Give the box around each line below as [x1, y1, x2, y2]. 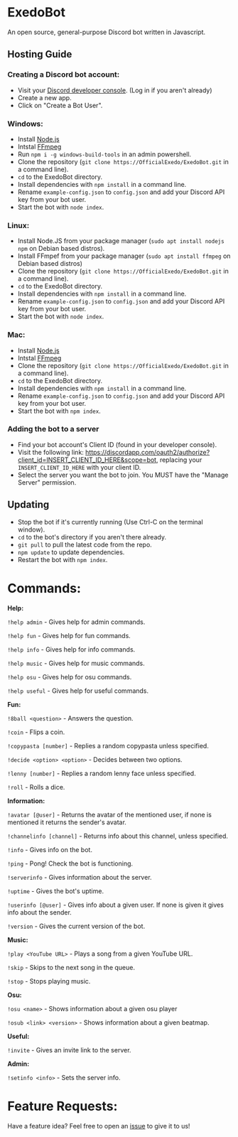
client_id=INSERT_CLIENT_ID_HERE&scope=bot [17, 456, 157, 464]
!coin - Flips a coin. [7, 728, 65, 736]
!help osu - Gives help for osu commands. [7, 672, 132, 681]
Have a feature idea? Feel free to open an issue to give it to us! [7, 1121, 190, 1130]
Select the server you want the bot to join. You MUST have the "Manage [17, 470, 229, 479]
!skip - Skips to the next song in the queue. [7, 963, 135, 971]
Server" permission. [17, 478, 77, 487]
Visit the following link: [17, 448, 84, 456]
